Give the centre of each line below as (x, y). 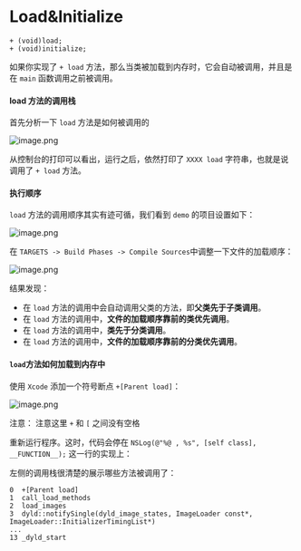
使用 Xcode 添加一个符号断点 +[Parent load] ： (95, 386)
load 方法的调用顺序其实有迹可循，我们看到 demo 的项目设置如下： (132, 215)
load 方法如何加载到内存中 (58, 363)
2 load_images (38, 506)
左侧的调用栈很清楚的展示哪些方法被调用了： (93, 472)
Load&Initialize (67, 17)
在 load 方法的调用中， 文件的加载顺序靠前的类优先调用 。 (128, 319)
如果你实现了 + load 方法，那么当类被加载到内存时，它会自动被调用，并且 (147, 66)
